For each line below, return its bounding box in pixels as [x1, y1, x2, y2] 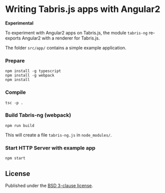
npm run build [5, 123, 35, 128]
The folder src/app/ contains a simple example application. [5, 44, 127, 50]
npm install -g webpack [5, 73, 55, 78]
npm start [5, 156, 26, 161]
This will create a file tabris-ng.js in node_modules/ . [5, 131, 112, 138]
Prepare [5, 57, 25, 64]
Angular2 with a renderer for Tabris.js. [21, 35, 100, 41]
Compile [5, 89, 26, 96]
